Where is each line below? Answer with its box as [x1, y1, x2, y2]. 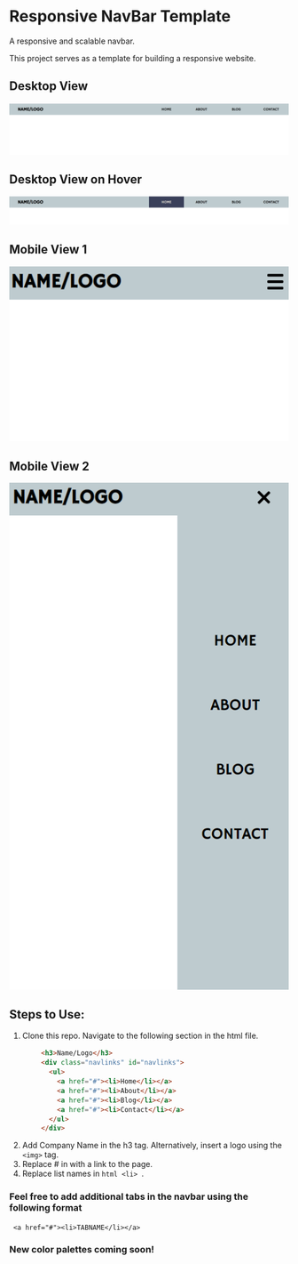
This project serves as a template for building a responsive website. [9, 52, 256, 63]
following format [9, 1202, 82, 1214]
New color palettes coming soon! [9, 1244, 155, 1256]
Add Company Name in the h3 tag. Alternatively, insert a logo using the [21, 1140, 282, 1151]
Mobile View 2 [9, 458, 90, 473]
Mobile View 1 [9, 242, 88, 257]
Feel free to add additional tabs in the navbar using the [9, 1190, 248, 1203]
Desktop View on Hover [9, 172, 142, 188]
